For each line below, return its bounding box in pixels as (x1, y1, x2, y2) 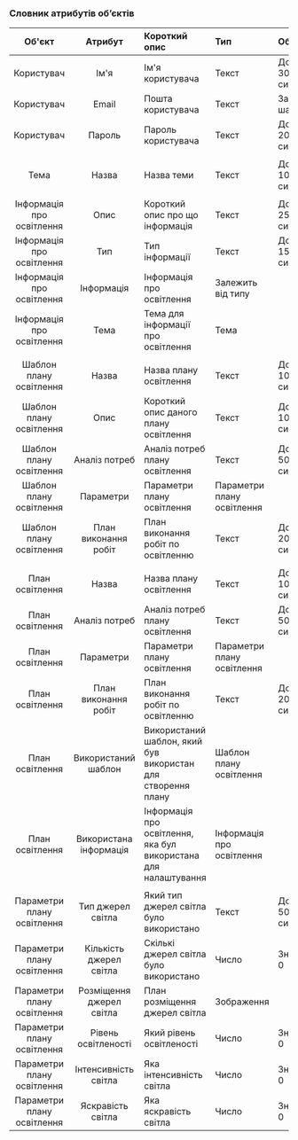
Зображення (215, 996, 270, 1008)
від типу (215, 287, 250, 300)
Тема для (144, 308, 184, 320)
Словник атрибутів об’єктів (9, 7, 135, 20)
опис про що (144, 209, 199, 222)
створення (144, 779, 191, 792)
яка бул (144, 839, 176, 851)
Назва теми (144, 169, 194, 182)
